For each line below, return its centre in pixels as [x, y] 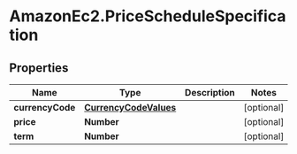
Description [210, 92]
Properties [39, 68]
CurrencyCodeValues [130, 108]
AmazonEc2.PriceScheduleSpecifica [148, 16]
